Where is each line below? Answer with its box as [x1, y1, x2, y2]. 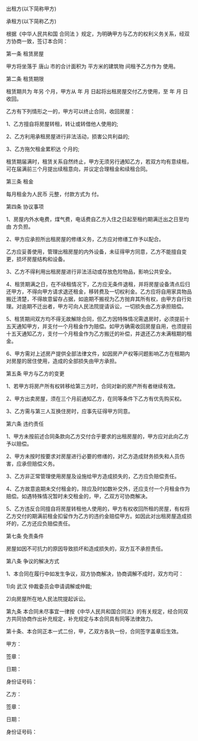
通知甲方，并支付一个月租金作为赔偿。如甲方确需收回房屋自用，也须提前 [16, 323, 192, 330]
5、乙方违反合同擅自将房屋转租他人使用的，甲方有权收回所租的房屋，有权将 [6, 505, 190, 512]
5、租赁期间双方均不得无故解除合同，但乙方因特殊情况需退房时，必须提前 [6, 316, 185, 322]
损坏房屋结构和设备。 [16, 256, 68, 262]
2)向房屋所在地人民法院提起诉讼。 [6, 596, 89, 602]
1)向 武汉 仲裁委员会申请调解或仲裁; [6, 583, 93, 590]
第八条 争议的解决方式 [6, 558, 60, 564]
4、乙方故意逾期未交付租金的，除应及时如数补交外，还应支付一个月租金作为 [6, 485, 190, 492]
